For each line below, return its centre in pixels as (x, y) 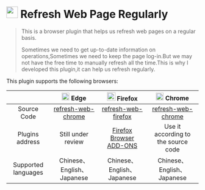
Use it (172, 126)
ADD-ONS (122, 145)
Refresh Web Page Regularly (94, 14)
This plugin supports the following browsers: (63, 81)
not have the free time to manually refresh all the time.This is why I (105, 63)
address (28, 142)
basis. (29, 37)
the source (172, 142)
